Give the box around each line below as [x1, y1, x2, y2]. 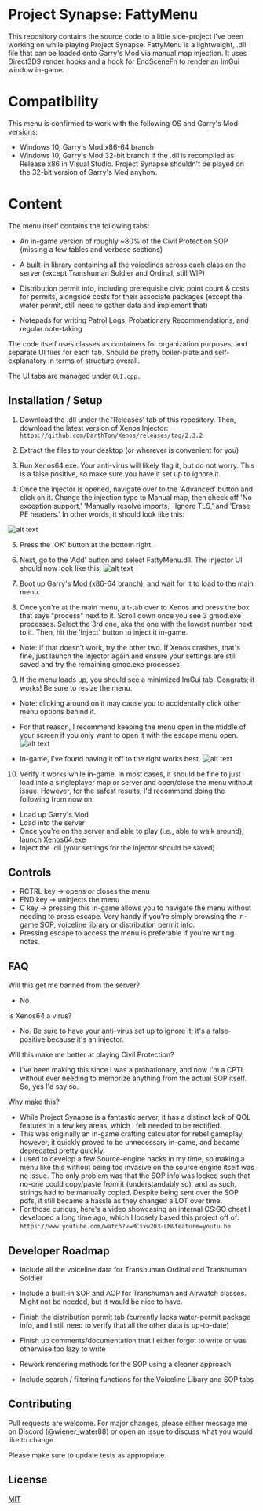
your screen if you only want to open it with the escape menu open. [19, 730, 239, 739]
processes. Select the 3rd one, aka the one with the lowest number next [19, 619, 253, 628]
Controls [8, 866, 52, 880]
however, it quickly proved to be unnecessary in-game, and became [19, 1138, 240, 1147]
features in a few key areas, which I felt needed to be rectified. [19, 1120, 222, 1131]
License [8, 1473, 48, 1487]
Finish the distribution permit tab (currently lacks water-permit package [19, 1313, 251, 1322]
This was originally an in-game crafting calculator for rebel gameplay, [19, 1129, 245, 1139]
